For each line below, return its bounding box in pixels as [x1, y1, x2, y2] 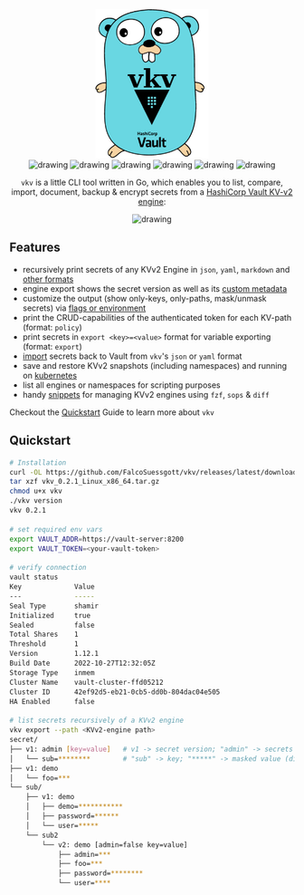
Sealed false [9, 621, 95, 630]
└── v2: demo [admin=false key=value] [42, 840, 188, 850]
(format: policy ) [22, 322, 83, 332]
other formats [22, 274, 74, 284]
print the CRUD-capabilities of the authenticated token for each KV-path [22, 312, 292, 322]
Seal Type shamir [9, 601, 100, 611]
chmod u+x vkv [9, 486, 63, 496]
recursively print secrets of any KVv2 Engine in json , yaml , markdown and [22, 264, 290, 274]
